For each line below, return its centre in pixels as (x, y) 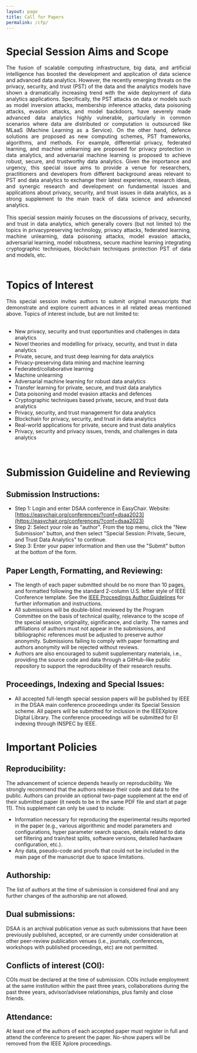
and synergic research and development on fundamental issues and (98, 186)
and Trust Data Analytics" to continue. (60, 540)
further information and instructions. (58, 603)
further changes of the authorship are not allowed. (67, 896)
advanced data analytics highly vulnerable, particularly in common (98, 118)
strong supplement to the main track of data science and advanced (98, 199)
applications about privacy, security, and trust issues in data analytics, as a (98, 193)
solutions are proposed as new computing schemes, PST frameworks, (98, 136)
